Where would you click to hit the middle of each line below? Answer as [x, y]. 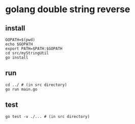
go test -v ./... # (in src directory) [48, 116]
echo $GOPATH [19, 44]
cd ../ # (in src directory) [36, 85]
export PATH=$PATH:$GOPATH [34, 49]
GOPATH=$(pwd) [20, 40]
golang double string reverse [68, 9]
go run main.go [21, 89]
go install [17, 57]
